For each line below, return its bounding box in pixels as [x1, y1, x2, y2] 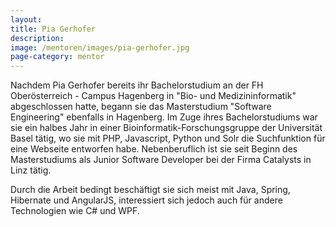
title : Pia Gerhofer [10, 24, 97, 34]
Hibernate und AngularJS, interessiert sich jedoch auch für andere [10, 194, 283, 206]
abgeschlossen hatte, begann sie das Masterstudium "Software [10, 101, 272, 113]
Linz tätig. [10, 164, 52, 176]
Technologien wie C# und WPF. [10, 205, 140, 217]
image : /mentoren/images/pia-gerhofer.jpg [10, 42, 190, 53]
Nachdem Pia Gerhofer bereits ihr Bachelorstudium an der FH [10, 79, 264, 91]
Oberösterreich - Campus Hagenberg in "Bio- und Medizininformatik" [10, 90, 297, 102]
